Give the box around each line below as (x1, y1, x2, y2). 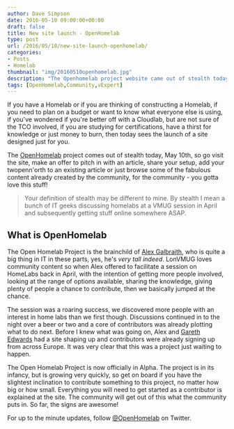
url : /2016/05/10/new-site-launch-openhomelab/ (7, 42, 148, 49)
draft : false (7, 23, 45, 30)
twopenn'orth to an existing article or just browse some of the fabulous (7, 166, 211, 174)
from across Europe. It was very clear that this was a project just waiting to (7, 343, 221, 351)
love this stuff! (7, 180, 48, 189)
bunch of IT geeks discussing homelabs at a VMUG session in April (24, 201, 217, 210)
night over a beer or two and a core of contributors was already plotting (7, 320, 213, 329)
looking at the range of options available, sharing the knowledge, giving (7, 277, 212, 286)
